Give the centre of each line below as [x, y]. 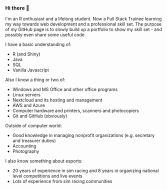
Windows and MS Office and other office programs [65, 89]
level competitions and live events [47, 176]
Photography [26, 151]
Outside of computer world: [33, 126]
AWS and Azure [28, 105]
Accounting [24, 146]
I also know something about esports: [44, 161]
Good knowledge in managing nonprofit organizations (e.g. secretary [83, 135]
